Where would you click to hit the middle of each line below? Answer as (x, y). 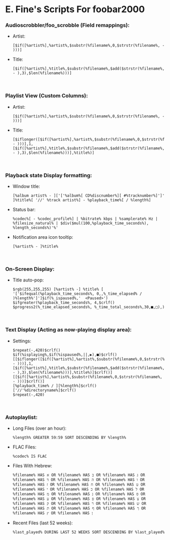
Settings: (22, 341)
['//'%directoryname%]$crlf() (45, 390)
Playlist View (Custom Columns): (47, 96)
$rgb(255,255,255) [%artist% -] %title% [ (58, 290)
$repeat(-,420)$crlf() (36, 350)
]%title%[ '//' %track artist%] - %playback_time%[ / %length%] (82, 200)
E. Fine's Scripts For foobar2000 (75, 9)
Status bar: (24, 210)
